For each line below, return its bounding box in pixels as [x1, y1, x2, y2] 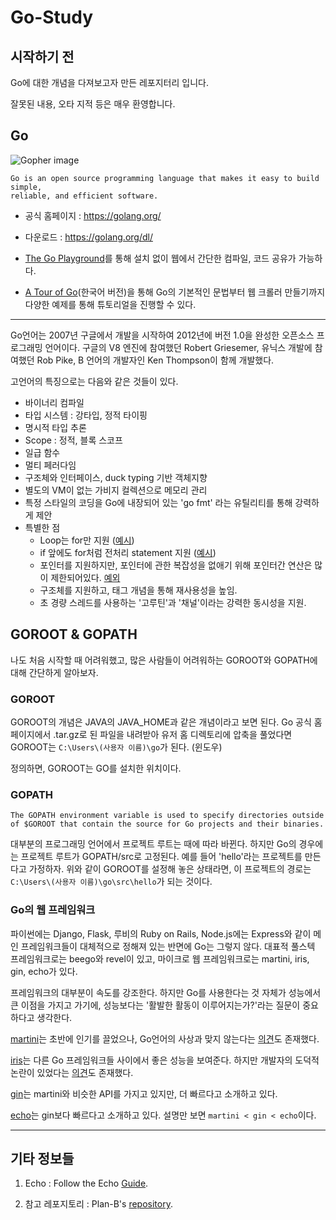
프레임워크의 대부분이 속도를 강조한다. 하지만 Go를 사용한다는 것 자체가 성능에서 [10, 986, 322, 998]
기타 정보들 [10, 1150, 75, 1167]
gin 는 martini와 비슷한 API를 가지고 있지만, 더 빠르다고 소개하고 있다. [10, 1087, 278, 1100]
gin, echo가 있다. [10, 965, 78, 977]
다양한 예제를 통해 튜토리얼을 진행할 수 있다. [24, 298, 197, 310]
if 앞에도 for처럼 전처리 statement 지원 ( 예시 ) [39, 546, 217, 558]
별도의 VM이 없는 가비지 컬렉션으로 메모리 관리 [24, 484, 208, 496]
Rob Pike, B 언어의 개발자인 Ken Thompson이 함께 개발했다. [36, 354, 275, 366]
